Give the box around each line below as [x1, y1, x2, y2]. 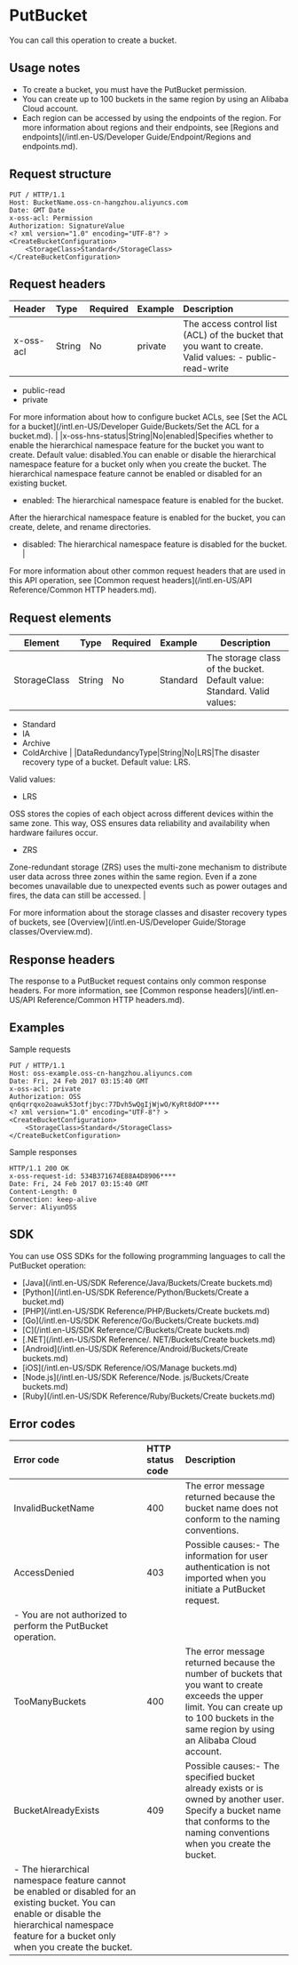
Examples [9, 1020, 65, 1036]
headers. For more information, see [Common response [9, 985, 213, 996]
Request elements [9, 610, 113, 625]
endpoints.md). [21, 140, 78, 151]
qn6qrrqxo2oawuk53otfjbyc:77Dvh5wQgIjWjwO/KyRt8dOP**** [9, 1100, 220, 1109]
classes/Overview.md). [9, 926, 93, 937]
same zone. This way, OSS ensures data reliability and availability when [9, 818, 271, 829]
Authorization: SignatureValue [9, 221, 125, 230]
